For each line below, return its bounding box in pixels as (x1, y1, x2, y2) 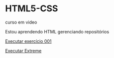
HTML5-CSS (5, 3, 58, 14)
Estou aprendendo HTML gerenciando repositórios (5, 29, 110, 34)
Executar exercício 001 (5, 38, 52, 44)
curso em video (5, 19, 37, 25)
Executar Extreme (5, 48, 42, 54)
